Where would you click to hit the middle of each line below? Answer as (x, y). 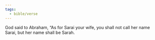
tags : (10, 9)
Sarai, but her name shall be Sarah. (40, 32)
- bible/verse (23, 14)
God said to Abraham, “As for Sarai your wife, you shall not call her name (77, 27)
